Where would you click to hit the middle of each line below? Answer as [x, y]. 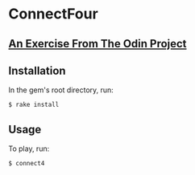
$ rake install [34, 105]
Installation [37, 70]
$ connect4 [27, 164]
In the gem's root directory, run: [61, 90]
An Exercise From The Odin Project [97, 44]
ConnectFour [53, 14]
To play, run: [29, 149]
